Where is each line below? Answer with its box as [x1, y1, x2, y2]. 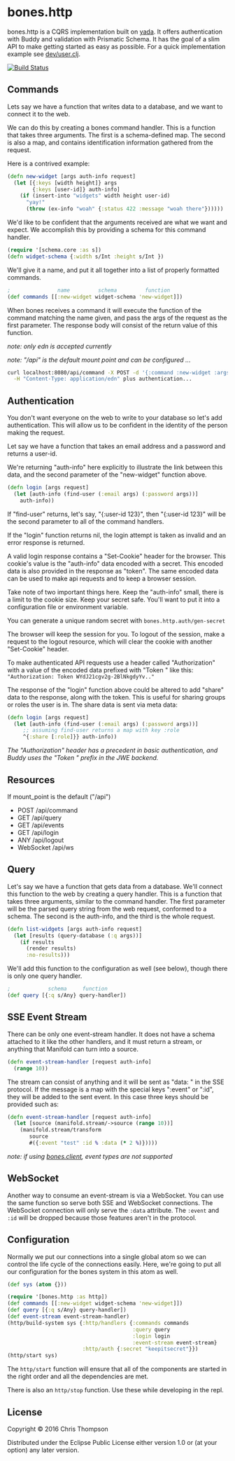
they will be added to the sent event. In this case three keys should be [7, 1092, 208, 1101]
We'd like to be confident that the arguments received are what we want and [7, 218, 227, 226]
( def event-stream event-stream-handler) [7, 1313, 130, 1320]
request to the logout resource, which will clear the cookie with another [7, 637, 213, 646]
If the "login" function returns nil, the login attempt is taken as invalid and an [7, 531, 226, 539]
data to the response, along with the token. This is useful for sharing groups [7, 693, 226, 701]
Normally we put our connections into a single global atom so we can [7, 1252, 206, 1260]
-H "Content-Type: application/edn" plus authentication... [13, 376, 192, 383]
